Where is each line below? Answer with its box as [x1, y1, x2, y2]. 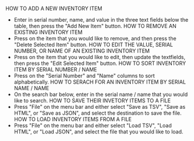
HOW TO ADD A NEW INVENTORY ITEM [5, 5, 103, 12]
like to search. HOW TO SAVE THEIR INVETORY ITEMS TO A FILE [13, 97, 171, 104]
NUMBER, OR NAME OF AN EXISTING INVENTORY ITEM [13, 47, 150, 54]
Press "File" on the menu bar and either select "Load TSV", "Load [13, 122, 172, 129]
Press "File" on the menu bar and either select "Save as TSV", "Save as [13, 104, 186, 110]
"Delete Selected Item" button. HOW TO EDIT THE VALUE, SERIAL [13, 41, 174, 48]
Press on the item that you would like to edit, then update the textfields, [13, 54, 185, 60]
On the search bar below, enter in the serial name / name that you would [13, 91, 188, 98]
